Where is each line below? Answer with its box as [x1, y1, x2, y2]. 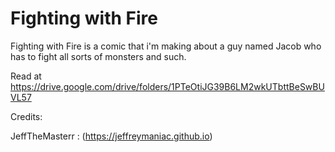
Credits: [10, 110, 43, 122]
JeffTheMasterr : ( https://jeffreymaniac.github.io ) [10, 130, 213, 142]
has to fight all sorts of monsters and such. [10, 50, 187, 62]
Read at [10, 70, 42, 82]
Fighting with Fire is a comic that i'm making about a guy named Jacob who [10, 40, 322, 52]
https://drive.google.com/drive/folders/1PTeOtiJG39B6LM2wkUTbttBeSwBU [10, 80, 325, 92]
